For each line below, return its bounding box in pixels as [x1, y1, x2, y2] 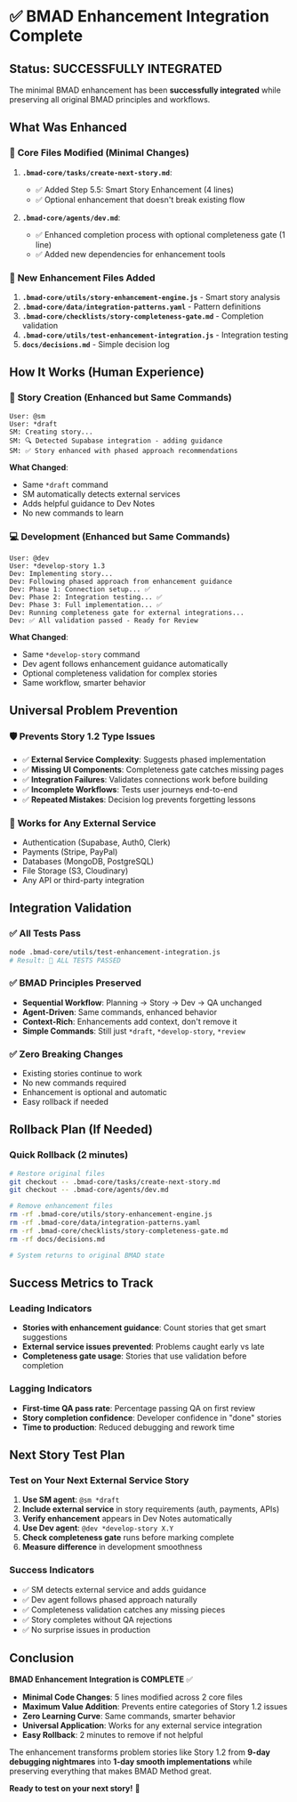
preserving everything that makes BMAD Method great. [9, 1765, 212, 1777]
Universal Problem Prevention [9, 703, 179, 718]
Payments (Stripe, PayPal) [21, 846, 118, 856]
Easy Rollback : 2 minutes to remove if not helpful [21, 1730, 204, 1741]
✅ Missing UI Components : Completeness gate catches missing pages [21, 764, 285, 775]
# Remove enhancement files [9, 1202, 114, 1211]
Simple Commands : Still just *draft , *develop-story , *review [21, 1026, 246, 1036]
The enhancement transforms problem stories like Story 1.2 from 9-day [9, 1747, 271, 1757]
